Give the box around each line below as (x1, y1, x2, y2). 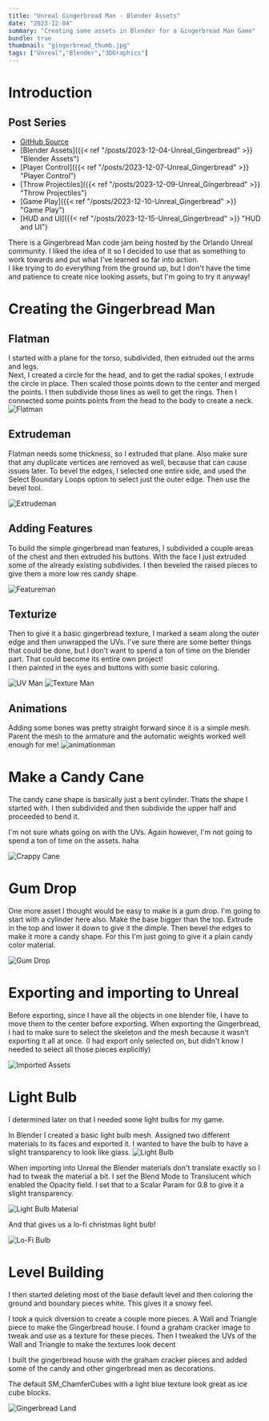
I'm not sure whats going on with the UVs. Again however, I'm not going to (8, 828, 253, 837)
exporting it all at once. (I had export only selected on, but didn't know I (8, 1036, 244, 1046)
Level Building (8, 1264, 104, 1281)
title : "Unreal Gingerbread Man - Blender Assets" (8, 11, 181, 20)
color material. (8, 940, 56, 950)
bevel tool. (8, 482, 43, 492)
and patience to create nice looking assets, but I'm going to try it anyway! (8, 272, 251, 281)
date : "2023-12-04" (8, 19, 74, 27)
